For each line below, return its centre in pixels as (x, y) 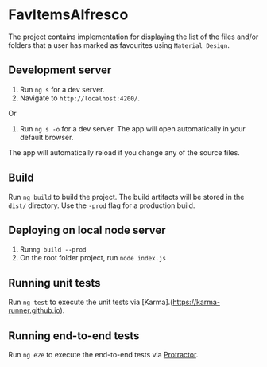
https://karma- (196, 302)
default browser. (46, 137)
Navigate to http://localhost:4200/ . (80, 98)
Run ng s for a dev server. (62, 89)
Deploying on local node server (87, 230)
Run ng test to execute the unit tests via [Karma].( (91, 302)
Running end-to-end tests (74, 336)
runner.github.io (35, 310)
